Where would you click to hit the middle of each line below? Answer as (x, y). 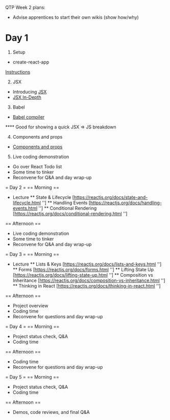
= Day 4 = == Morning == (32, 326)
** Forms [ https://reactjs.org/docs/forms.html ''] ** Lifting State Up (83, 269)
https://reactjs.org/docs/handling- (126, 203)
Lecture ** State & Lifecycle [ (43, 197)
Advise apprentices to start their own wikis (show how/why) (76, 17)
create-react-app (31, 62)
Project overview (30, 305)
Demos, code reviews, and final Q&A (51, 412)
